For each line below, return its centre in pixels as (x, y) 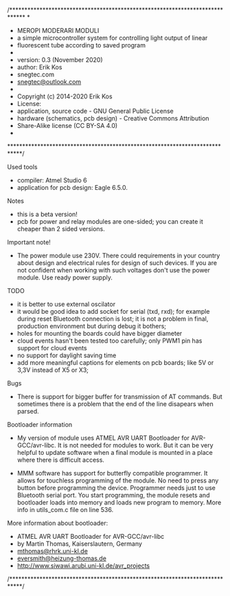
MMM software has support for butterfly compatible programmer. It (112, 473)
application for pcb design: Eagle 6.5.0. (72, 188)
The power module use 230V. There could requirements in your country (118, 255)
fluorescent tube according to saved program (81, 45)
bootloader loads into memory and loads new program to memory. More (119, 502)
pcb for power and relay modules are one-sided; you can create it (110, 222)
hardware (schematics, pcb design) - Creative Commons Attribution (113, 118)
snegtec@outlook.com (49, 82)
